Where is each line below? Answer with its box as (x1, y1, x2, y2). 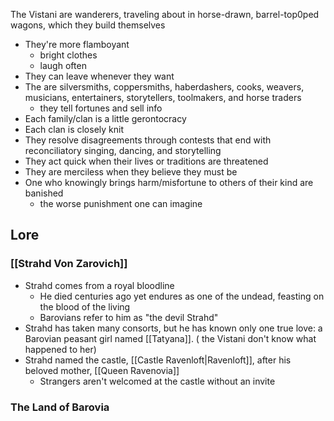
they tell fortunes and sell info (39, 102, 163, 114)
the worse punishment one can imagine (39, 198, 203, 209)
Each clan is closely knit (24, 124, 124, 135)
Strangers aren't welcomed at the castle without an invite (39, 375, 276, 387)
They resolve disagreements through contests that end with (24, 134, 272, 146)
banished (24, 187, 64, 199)
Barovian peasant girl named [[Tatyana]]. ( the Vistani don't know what (24, 332, 317, 344)
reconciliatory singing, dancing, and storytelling (24, 145, 222, 156)
